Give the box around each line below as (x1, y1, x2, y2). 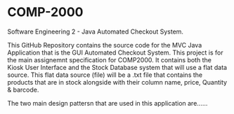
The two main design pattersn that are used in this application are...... (7, 99, 208, 107)
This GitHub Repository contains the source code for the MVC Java (7, 41, 202, 49)
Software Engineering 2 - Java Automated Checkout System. (7, 27, 184, 36)
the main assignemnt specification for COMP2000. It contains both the (7, 55, 212, 64)
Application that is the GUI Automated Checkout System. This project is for (7, 48, 223, 57)
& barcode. (7, 85, 39, 94)
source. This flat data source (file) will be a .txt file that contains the (7, 71, 202, 79)
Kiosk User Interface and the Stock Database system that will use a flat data (7, 63, 227, 71)
